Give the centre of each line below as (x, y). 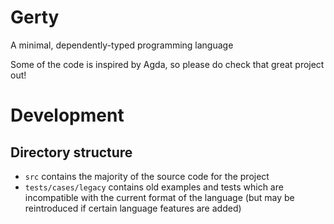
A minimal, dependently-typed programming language (122, 45)
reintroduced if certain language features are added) (133, 208)
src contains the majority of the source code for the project (147, 176)
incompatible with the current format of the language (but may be (159, 197)
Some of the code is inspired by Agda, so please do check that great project (167, 64)
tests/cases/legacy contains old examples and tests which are (154, 187)
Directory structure (71, 152)
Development (67, 115)
